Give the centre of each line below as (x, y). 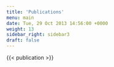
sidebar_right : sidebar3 (38, 35)
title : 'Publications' (35, 12)
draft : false (23, 40)
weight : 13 (20, 29)
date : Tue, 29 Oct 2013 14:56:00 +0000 (57, 23)
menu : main (20, 18)
